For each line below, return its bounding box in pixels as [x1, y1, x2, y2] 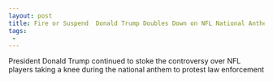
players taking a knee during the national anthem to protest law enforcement [8, 65, 265, 75]
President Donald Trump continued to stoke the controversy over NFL [8, 56, 241, 66]
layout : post [8, 11, 53, 20]
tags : [8, 27, 27, 35]
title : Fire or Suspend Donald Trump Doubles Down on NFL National [8, 19, 245, 27]
